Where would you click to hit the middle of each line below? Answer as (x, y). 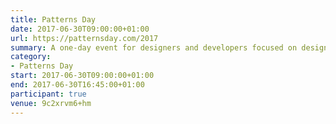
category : (31, 57)
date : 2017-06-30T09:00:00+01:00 (80, 29)
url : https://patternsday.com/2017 (84, 38)
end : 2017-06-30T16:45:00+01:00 (77, 85)
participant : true (48, 94)
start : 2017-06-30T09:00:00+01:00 (82, 76)
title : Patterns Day (53, 19)
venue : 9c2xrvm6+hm (51, 103)
